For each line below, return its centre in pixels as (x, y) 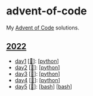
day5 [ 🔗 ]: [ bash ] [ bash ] (44, 86)
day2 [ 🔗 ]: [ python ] (37, 67)
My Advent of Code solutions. (43, 28)
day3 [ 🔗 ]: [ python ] (37, 74)
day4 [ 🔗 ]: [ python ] (38, 80)
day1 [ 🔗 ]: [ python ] (37, 61)
